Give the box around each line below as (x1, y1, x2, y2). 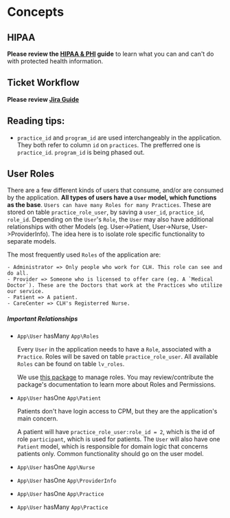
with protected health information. (7, 57, 104, 65)
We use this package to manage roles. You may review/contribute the (16, 373, 214, 382)
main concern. (16, 414, 58, 423)
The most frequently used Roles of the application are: (7, 250, 161, 259)
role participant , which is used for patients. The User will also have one (16, 435, 220, 444)
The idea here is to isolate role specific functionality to (51, 230, 205, 238)
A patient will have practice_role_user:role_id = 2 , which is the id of (16, 428, 215, 436)
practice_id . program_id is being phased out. (16, 148, 145, 156)
